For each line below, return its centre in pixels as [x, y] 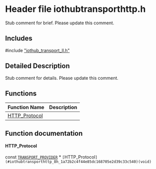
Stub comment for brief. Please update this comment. [60, 23]
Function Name [26, 108]
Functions [21, 93]
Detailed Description [38, 66]
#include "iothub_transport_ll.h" [38, 50]
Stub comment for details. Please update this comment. [62, 78]
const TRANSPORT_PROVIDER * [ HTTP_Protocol [50, 157]
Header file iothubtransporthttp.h [76, 9]
